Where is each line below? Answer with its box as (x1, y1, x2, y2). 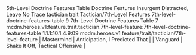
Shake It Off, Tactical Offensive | (6, 43, 85, 49)
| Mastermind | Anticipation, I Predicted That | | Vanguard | (38, 36, 183, 43)
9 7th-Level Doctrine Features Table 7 (65, 17, 158, 24)
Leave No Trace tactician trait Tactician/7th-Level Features (6, 11, 151, 18)
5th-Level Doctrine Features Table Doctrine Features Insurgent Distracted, (6, 5, 189, 11)
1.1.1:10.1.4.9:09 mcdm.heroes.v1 (42, 30, 121, 37)
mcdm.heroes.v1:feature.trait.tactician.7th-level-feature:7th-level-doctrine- (6, 24, 191, 30)
